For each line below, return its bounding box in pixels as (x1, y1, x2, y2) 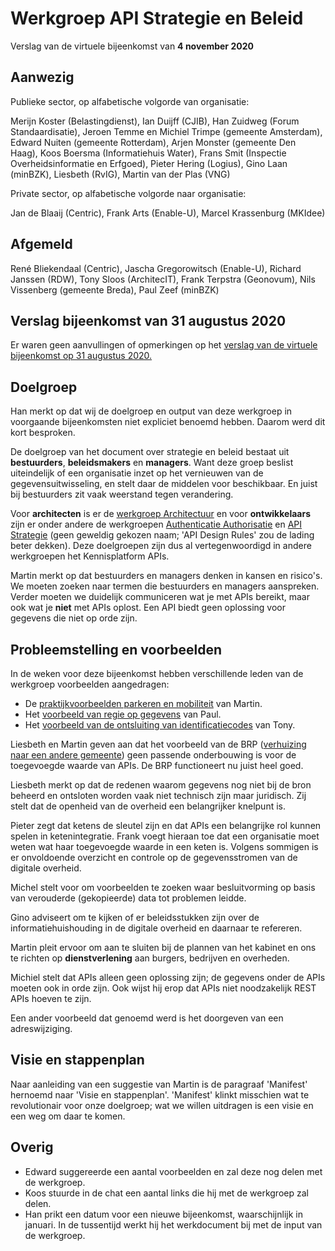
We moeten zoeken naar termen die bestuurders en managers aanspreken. (10, 580, 320, 592)
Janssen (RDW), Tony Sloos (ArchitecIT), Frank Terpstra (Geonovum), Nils (10, 273, 316, 285)
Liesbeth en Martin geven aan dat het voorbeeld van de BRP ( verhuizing (10, 738, 307, 750)
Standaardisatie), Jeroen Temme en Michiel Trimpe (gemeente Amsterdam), (10, 125, 323, 137)
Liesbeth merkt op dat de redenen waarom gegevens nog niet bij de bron (10, 779, 312, 791)
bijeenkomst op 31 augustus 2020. (10, 350, 153, 362)
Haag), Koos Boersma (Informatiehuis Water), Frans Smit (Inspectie (10, 147, 287, 159)
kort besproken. (10, 427, 76, 439)
